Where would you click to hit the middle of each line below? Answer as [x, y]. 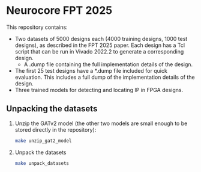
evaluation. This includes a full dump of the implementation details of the [105, 77]
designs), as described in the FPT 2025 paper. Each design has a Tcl [100, 45]
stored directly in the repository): [55, 129]
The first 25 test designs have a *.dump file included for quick [91, 70]
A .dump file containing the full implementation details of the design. [108, 64]
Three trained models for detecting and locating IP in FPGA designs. [99, 90]
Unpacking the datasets [52, 109]
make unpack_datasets [42, 163]
